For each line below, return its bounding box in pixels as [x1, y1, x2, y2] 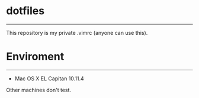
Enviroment [6, 50, 65, 63]
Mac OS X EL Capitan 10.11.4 [14, 75, 84, 82]
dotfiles [6, 4, 45, 18]
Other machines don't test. [6, 86, 72, 93]
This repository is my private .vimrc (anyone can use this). [6, 29, 148, 36]
